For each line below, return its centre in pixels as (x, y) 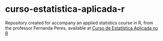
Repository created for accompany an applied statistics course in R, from (79, 23)
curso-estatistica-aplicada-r (65, 9)
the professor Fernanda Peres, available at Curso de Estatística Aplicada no (82, 28)
